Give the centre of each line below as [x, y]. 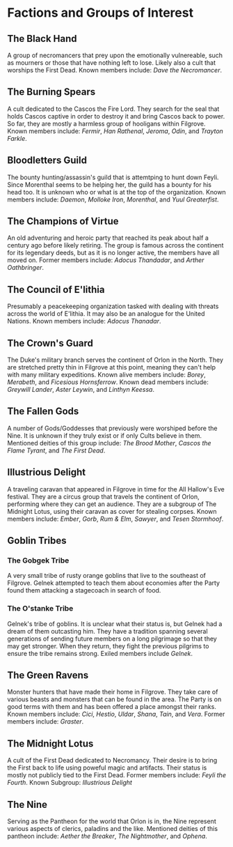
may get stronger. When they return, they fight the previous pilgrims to [108, 646]
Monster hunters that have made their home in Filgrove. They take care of [113, 692]
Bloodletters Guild [47, 161]
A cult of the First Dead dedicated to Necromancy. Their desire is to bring [112, 761]
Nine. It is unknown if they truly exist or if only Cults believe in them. [105, 435]
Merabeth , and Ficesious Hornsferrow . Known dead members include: [108, 382]
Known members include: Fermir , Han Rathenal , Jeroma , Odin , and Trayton [115, 131]
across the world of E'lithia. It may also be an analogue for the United [106, 314]
